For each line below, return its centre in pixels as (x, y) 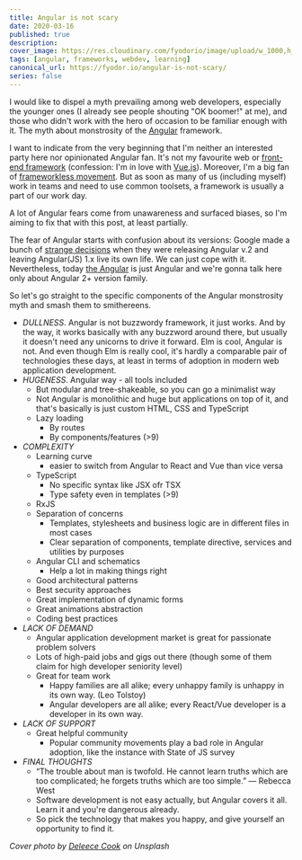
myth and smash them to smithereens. (80, 305)
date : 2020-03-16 (42, 26)
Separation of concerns (80, 513)
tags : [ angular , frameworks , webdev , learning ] (100, 59)
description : (34, 43)
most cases (71, 532)
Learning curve (64, 456)
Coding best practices (77, 618)
